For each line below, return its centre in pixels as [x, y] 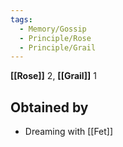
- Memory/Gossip [53, 29]
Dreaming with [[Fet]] [69, 132]
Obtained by [49, 107]
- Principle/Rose [55, 38]
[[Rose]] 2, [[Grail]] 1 [53, 76]
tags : [21, 19]
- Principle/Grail [58, 47]
